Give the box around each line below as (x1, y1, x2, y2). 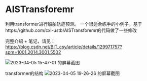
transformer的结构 (5, 70, 44, 76)
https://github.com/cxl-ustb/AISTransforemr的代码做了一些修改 (5, 27, 137, 33)
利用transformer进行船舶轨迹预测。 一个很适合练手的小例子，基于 (5, 21, 142, 27)
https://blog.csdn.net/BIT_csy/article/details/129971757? (5, 44, 123, 50)
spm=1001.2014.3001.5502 (5, 49, 61, 55)
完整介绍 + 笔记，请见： (5, 38, 56, 44)
